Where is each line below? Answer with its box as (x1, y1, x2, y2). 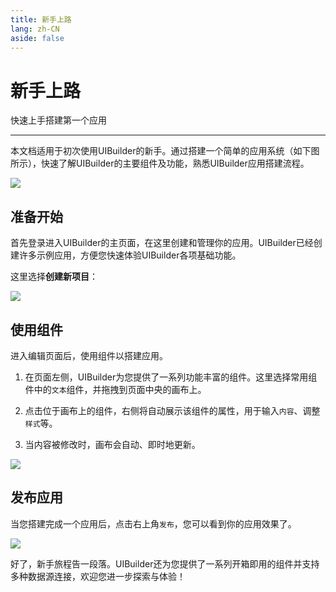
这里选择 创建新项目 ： (10, 271, 98, 283)
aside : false (10, 33, 65, 43)
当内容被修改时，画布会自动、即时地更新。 (24, 438, 201, 450)
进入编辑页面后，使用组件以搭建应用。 (10, 349, 168, 361)
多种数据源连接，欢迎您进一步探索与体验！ (10, 570, 186, 582)
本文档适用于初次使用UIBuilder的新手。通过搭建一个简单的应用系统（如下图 (10, 145, 320, 157)
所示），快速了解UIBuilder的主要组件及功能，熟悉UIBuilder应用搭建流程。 (10, 157, 310, 170)
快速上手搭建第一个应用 (10, 114, 107, 126)
